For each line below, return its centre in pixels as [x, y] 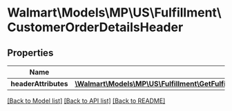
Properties [30, 53]
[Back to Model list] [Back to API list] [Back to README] [86, 101]
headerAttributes [39, 84]
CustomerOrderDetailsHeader [95, 27]
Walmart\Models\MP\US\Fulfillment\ [115, 13]
